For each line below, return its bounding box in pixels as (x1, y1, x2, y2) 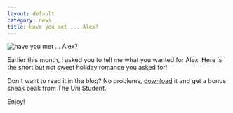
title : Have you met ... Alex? (7, 23, 99, 30)
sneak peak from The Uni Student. (7, 84, 107, 93)
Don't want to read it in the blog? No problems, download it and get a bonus (7, 77, 227, 85)
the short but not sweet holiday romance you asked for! (7, 63, 168, 72)
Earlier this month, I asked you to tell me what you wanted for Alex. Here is (7, 56, 222, 64)
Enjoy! (7, 98, 26, 106)
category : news (7, 17, 52, 24)
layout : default (7, 10, 55, 17)
